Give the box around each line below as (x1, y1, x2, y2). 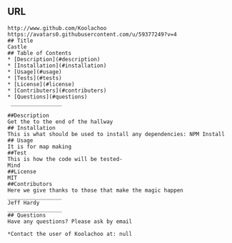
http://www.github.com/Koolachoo (7, 24, 107, 31)
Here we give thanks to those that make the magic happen (7, 187, 183, 194)
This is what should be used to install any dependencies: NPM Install (7, 130, 225, 138)
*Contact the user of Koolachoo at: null (7, 230, 133, 237)
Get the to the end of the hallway (7, 118, 114, 125)
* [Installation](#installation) (7, 62, 107, 69)
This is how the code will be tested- (7, 155, 123, 162)
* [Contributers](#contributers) (7, 87, 107, 94)
